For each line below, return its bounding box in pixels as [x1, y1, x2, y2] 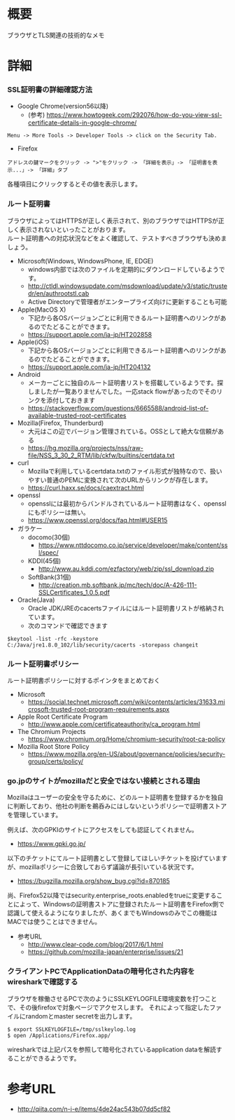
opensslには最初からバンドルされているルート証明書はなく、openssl [27, 499, 227, 508]
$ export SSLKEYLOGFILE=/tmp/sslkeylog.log [7, 1025, 136, 1033]
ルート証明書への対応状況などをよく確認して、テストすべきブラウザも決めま [7, 234, 227, 242]
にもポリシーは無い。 [27, 508, 90, 516]
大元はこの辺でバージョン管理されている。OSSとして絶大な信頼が [27, 427, 218, 435]
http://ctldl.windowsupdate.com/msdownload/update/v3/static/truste [27, 282, 228, 290]
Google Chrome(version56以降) [17, 102, 109, 111]
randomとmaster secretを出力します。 [25, 1011, 136, 1020]
